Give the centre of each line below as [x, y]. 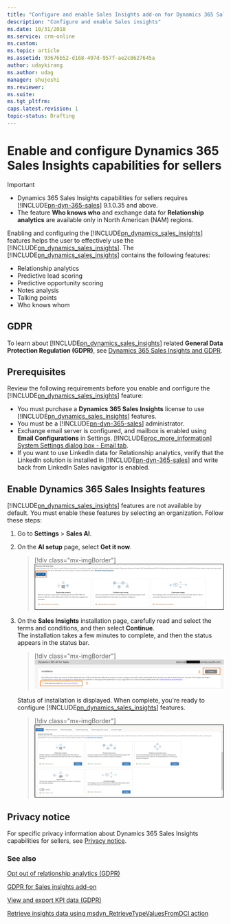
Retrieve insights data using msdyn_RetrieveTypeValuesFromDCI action [108, 914]
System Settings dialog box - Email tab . [73, 445]
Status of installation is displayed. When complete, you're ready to [111, 701]
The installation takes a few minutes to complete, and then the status [114, 635]
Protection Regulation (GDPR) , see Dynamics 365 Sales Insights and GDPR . [115, 350]
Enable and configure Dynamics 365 [113, 151]
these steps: [25, 520]
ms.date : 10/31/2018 [37, 29]
